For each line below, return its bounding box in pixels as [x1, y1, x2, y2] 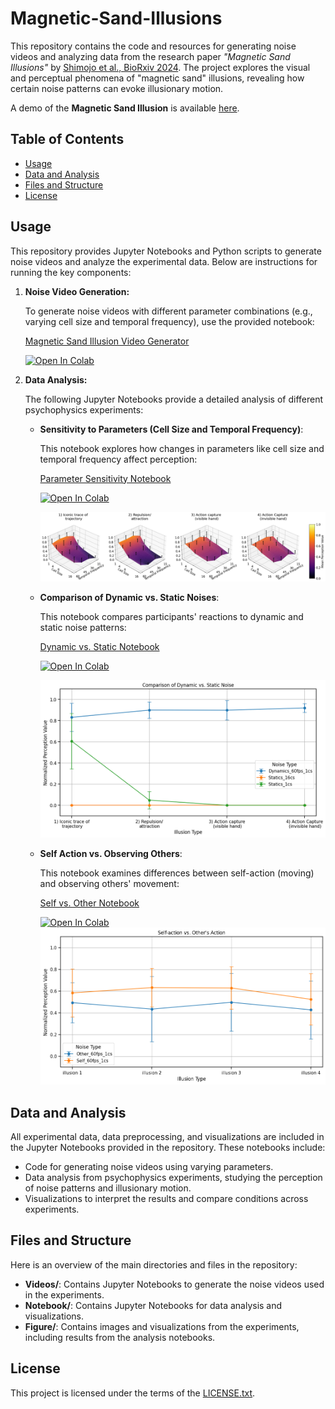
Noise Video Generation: [24, 285, 130, 297]
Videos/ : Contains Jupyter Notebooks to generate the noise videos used [24, 1278, 325, 1290]
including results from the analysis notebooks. [24, 1331, 216, 1343]
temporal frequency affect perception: [39, 453, 198, 465]
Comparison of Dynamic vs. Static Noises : [39, 591, 220, 603]
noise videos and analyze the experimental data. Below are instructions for [10, 255, 318, 267]
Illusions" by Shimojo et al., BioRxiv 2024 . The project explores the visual [10, 61, 311, 73]
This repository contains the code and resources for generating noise [10, 40, 297, 52]
